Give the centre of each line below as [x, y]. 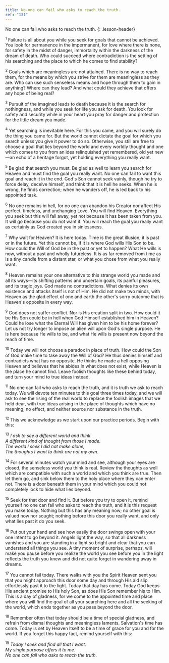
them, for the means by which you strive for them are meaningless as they [82, 77]
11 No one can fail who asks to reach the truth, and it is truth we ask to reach [84, 387]
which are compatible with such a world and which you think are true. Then [83, 473]
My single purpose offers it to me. [40, 649]
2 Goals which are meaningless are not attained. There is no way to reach [81, 71]
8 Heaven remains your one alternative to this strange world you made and [83, 275]
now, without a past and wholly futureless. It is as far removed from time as [83, 254]
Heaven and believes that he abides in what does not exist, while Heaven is [83, 366]
